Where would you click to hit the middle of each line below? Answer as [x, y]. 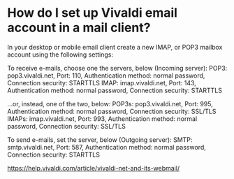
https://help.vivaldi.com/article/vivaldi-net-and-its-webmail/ [94, 168]
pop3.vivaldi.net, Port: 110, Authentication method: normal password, [106, 76]
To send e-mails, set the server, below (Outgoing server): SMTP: [100, 139]
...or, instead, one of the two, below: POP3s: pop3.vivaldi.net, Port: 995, [110, 103]
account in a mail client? [79, 28]
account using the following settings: [60, 55]
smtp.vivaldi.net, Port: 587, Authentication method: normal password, [107, 147]
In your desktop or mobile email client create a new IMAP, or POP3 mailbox [115, 47]
